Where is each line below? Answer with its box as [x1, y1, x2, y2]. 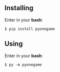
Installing [4, 4, 34, 12]
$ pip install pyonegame [4, 26, 55, 31]
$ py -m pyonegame [4, 62, 42, 67]
